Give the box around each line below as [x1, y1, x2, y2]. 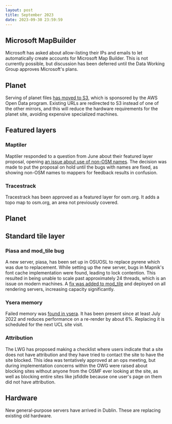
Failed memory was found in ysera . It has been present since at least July [5, 310, 161, 317]
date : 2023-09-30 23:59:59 [5, 17, 63, 22]
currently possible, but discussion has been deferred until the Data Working [5, 61, 165, 67]
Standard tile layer [5, 232, 65, 241]
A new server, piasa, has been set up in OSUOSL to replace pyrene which [5, 259, 160, 265]
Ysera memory [5, 299, 42, 306]
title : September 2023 [5, 12, 54, 17]
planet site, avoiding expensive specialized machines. [5, 111, 119, 117]
